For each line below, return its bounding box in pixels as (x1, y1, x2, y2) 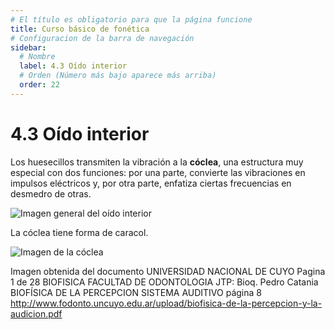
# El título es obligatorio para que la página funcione (10, 14, 253, 25)
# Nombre (19, 52, 56, 62)
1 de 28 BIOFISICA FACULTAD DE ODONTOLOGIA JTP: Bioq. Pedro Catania (10, 276, 319, 288)
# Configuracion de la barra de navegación (10, 33, 195, 43)
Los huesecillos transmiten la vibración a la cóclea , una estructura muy (10, 156, 304, 168)
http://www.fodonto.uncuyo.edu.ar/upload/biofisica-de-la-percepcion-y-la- (10, 297, 323, 309)
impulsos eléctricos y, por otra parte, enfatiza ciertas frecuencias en (10, 177, 292, 189)
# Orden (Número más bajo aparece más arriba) (19, 71, 217, 81)
